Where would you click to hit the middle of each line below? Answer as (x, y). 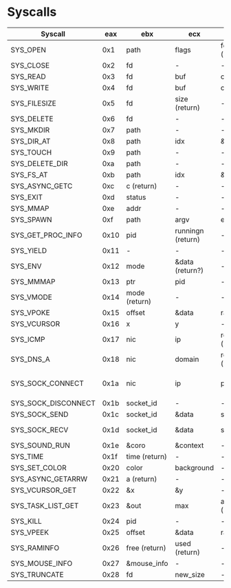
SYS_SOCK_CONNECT (47, 383)
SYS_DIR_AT (31, 141)
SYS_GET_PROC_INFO (46, 235)
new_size (190, 574)
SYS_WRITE (30, 88)
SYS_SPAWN (31, 219)
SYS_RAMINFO (35, 547)
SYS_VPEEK (30, 532)
